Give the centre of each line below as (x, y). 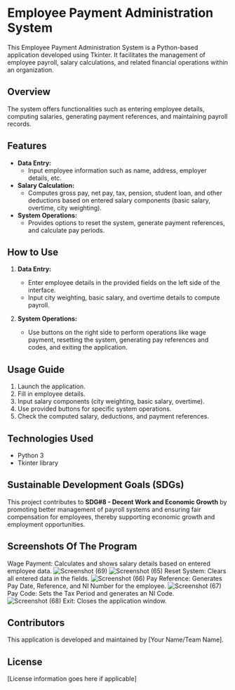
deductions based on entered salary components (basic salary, (119, 200)
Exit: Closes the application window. (115, 601)
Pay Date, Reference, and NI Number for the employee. (87, 586)
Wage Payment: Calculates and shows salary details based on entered (109, 563)
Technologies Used (50, 439)
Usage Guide (36, 370)
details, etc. (45, 178)
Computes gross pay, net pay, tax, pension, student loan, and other (125, 193)
